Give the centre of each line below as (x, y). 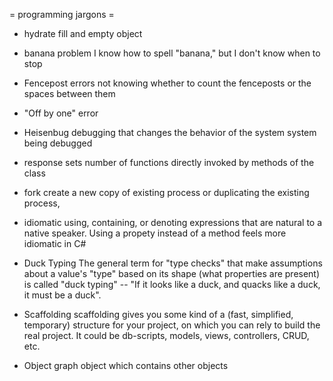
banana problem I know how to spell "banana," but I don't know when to (172, 53)
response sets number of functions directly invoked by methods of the (169, 162)
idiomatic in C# (55, 243)
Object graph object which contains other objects (126, 365)
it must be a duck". (62, 295)
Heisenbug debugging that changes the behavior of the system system (170, 132)
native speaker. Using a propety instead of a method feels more (155, 233)
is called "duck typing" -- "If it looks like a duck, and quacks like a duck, (172, 284)
